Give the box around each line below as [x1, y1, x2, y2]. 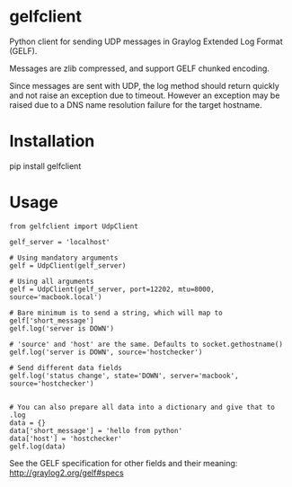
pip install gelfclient [9, 160, 82, 172]
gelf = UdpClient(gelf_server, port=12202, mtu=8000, [9, 285, 216, 294]
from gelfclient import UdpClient [9, 222, 139, 231]
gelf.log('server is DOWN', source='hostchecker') [9, 348, 203, 357]
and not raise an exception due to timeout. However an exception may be [9, 90, 280, 101]
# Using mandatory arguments [9, 253, 119, 262]
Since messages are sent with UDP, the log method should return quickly [9, 80, 280, 91]
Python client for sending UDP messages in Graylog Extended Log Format [9, 36, 283, 47]
